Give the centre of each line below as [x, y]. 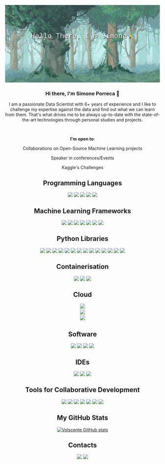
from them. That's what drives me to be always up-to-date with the [73, 115]
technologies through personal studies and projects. [90, 120]
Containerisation [82, 267]
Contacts [82, 445]
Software [82, 334]
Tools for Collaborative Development [82, 390]
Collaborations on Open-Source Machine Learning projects [82, 148]
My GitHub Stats [82, 418]
